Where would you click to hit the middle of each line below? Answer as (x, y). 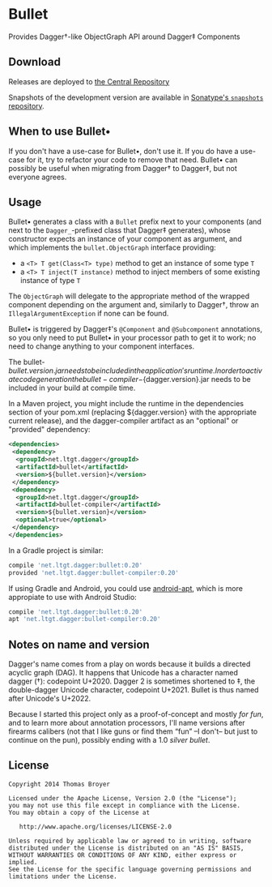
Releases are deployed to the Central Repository (89, 81)
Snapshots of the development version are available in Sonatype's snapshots (136, 97)
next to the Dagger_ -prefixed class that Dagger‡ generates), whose (119, 230)
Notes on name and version (79, 644)
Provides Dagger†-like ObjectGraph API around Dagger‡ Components (124, 36)
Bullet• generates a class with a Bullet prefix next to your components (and (135, 222)
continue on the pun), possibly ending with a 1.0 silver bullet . (109, 740)
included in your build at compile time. (72, 388)
